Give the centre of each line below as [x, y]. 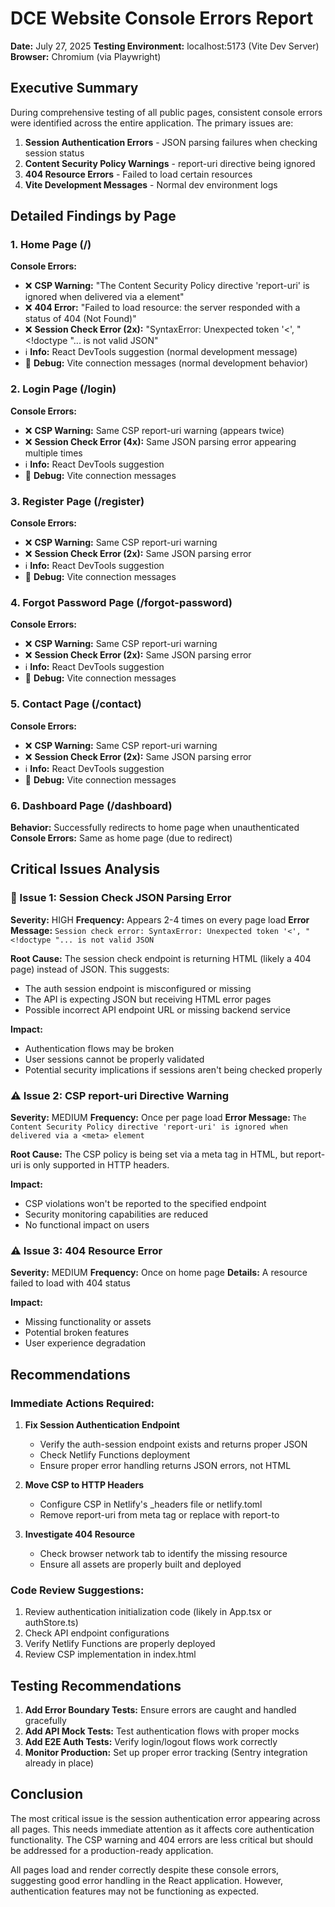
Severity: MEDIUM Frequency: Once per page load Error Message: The [158, 1117]
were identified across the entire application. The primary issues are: [152, 123]
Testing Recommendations [96, 1685]
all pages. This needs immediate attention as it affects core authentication [162, 1829]
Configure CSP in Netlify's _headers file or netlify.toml [151, 1504]
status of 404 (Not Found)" [80, 319]
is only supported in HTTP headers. [96, 1164]
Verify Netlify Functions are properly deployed [120, 1644]
